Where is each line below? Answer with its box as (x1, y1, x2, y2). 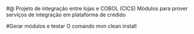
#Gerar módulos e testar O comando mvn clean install (6, 23, 137, 29)
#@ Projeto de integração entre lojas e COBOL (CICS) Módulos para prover (6, 5, 188, 12)
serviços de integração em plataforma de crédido (6, 11, 126, 18)
